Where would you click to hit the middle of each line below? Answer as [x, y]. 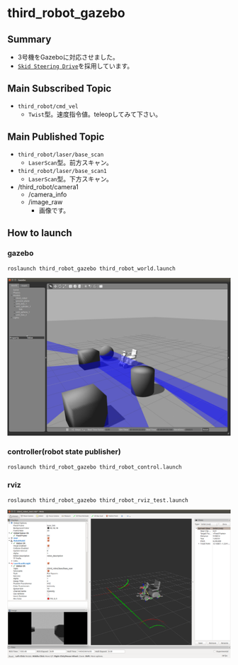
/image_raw [45, 202]
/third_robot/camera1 [48, 186]
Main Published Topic [56, 137]
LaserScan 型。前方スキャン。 [70, 162]
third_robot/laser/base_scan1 [62, 171]
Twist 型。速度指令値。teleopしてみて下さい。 [95, 114]
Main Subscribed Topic [59, 89]
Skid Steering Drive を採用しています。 [75, 66]
